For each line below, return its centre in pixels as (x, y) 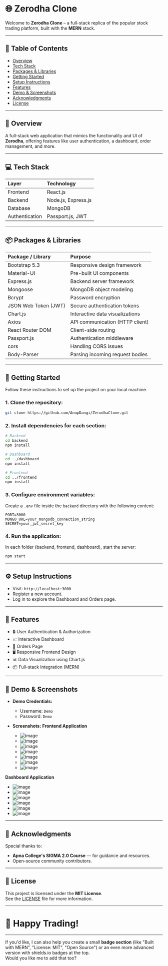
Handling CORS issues (97, 346)
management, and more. (30, 146)
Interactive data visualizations (105, 314)
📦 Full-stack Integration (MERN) (46, 667)
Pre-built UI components (99, 273)
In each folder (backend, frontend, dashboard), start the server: (70, 547)
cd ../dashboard (22, 459)
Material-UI (21, 273)
